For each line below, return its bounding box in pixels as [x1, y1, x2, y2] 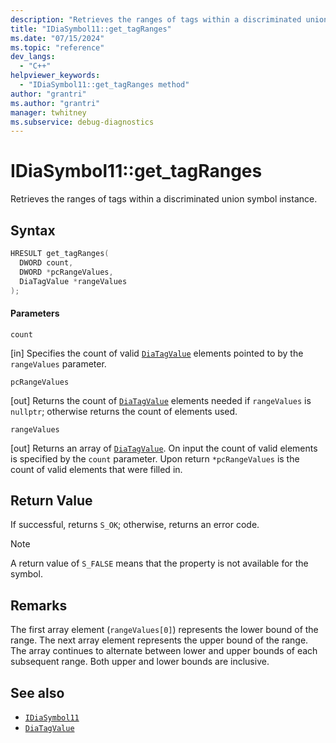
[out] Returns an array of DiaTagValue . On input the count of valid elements [10, 442, 318, 454]
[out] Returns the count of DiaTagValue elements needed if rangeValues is [10, 394, 312, 406]
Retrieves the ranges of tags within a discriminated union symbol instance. [10, 193, 318, 205]
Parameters [10, 307, 60, 319]
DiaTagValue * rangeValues [19, 276, 128, 286]
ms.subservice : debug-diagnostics [10, 117, 155, 127]
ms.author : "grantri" [10, 98, 101, 108]
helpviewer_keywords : [10, 71, 101, 81]
